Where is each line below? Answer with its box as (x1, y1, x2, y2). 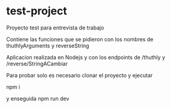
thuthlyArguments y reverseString (6, 42, 89, 49)
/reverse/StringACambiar (6, 60, 68, 67)
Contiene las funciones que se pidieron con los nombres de (6, 35, 154, 43)
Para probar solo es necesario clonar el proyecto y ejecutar (6, 71, 153, 79)
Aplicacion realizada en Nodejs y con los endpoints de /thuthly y (6, 53, 166, 61)
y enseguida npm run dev (6, 95, 70, 102)
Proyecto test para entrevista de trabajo (6, 24, 104, 31)
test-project (6, 4, 67, 18)
